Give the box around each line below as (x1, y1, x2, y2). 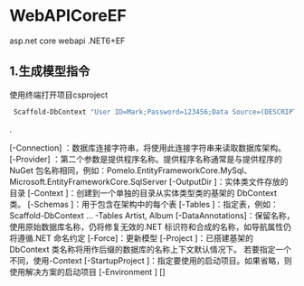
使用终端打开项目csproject (9, 89, 109, 100)
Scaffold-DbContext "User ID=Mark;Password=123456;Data (13, 107, 229, 116)
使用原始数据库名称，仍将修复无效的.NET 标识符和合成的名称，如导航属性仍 (9, 221, 291, 232)
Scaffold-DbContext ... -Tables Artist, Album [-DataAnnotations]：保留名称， (9, 209, 295, 221)
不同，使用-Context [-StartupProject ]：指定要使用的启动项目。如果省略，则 (9, 254, 292, 266)
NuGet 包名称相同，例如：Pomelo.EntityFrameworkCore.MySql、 (9, 164, 252, 176)
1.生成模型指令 (9, 64, 90, 79)
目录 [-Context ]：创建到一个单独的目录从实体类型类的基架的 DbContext (9, 187, 278, 198)
